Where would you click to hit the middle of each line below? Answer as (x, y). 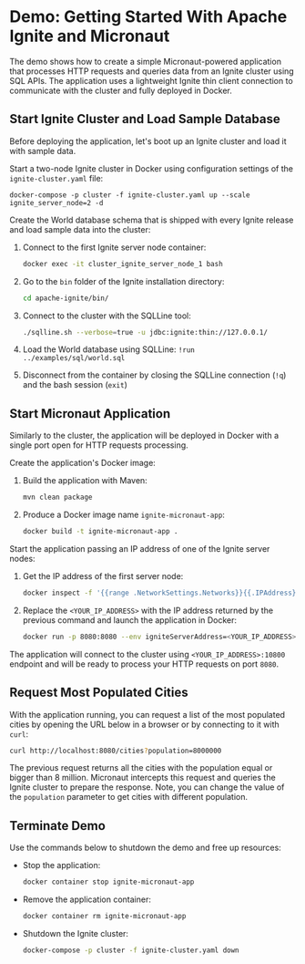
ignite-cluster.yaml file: (56, 178)
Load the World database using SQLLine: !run (109, 349)
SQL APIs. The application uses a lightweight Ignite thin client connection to (151, 80)
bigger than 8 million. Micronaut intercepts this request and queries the (142, 778)
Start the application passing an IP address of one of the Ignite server (140, 548)
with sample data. (43, 150)
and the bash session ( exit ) (75, 385)
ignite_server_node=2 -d (56, 202)
